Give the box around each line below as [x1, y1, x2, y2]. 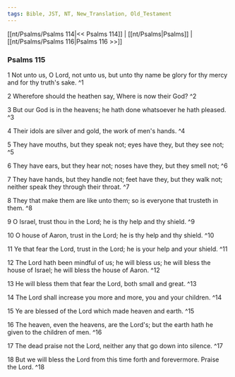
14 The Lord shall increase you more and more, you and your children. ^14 [7, 293, 222, 302]
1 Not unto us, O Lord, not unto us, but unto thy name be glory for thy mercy [7, 70, 228, 79]
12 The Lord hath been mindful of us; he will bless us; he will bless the [7, 258, 211, 266]
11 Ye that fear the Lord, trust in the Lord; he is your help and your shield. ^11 [7, 245, 228, 253]
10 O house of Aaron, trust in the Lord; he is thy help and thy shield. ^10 [7, 230, 215, 240]
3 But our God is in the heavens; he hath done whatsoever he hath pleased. [7, 105, 227, 113]
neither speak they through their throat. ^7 [7, 183, 130, 191]
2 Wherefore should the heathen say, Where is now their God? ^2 [7, 92, 197, 100]
